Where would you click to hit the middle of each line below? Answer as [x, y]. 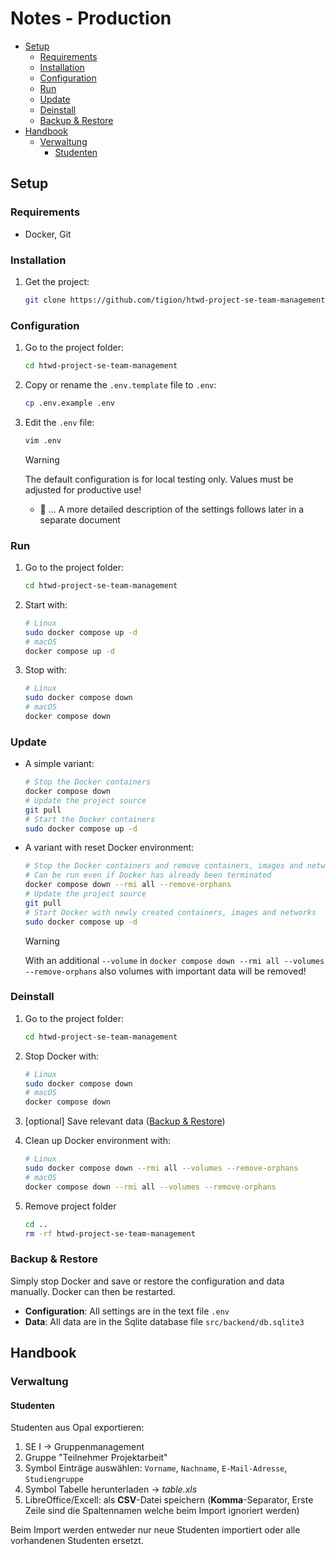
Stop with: [45, 670]
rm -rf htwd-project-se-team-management [110, 1233]
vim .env [43, 440]
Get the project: [57, 281]
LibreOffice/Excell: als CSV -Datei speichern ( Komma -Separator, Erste [169, 1500]
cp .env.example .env [69, 403]
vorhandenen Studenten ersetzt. [77, 1541]
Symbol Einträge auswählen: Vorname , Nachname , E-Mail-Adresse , [156, 1468]
